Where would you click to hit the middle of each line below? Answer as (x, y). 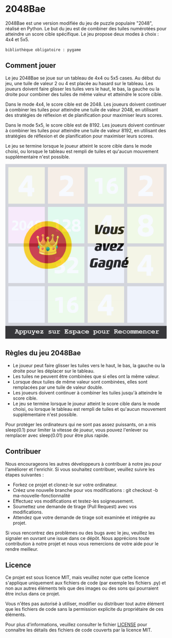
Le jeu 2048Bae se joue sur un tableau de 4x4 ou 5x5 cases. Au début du (83, 78)
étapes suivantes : (25, 474)
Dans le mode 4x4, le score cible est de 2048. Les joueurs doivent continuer (86, 104)
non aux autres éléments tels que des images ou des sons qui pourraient (82, 588)
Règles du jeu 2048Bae (43, 353)
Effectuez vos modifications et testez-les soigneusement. (73, 501)
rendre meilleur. (22, 549)
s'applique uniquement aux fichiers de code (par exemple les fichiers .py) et (86, 583)
